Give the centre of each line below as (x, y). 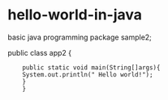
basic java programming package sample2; (80, 37)
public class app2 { (40, 52)
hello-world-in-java (75, 15)
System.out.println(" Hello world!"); (88, 74)
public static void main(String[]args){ (91, 67)
